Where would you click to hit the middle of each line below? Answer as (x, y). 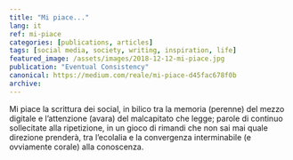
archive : (25, 84)
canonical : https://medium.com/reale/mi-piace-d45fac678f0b (123, 76)
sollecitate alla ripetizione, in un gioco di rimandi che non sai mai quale (139, 128)
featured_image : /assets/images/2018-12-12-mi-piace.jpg (117, 59)
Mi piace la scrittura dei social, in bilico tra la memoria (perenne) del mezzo (147, 108)
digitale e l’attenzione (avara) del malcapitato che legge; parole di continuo (146, 118)
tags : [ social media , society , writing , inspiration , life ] (123, 51)
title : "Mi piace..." (49, 17)
